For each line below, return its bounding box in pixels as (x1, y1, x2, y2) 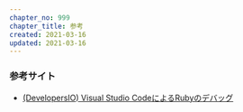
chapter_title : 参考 (9, 22, 84, 31)
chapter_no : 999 (9, 13, 70, 23)
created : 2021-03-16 (9, 30, 87, 39)
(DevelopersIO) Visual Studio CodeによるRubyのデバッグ (22, 92, 234, 103)
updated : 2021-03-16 (9, 38, 87, 48)
